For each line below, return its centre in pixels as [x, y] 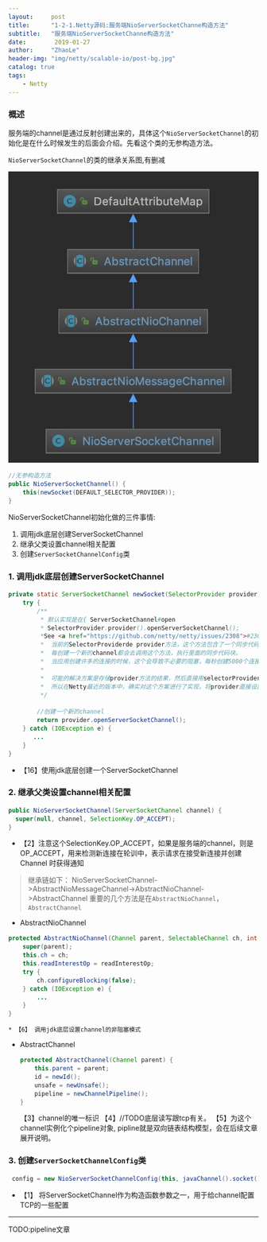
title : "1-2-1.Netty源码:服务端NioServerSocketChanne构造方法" [118, 25]
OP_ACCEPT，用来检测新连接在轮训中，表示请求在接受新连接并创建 [131, 853]
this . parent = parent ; [72, 1069]
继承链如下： [48, 880]
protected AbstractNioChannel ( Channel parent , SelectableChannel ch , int [133, 938]
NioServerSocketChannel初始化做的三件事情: [82, 517]
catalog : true [32, 68]
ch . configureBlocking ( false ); [87, 980]
